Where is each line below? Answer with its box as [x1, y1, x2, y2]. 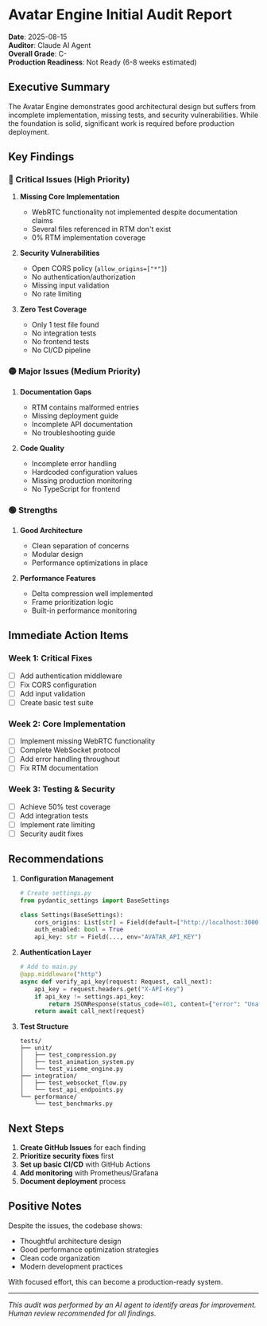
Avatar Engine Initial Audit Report [8, 6, 233, 24]
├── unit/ [19, 1044, 53, 1053]
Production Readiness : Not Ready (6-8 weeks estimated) [8, 57, 197, 67]
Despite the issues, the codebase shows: [8, 1221, 143, 1230]
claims [31, 216, 53, 226]
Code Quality [19, 443, 65, 453]
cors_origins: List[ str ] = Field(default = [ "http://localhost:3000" [34, 918, 262, 926]
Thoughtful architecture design [19, 1236, 122, 1246]
